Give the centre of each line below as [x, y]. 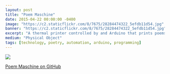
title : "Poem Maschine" [30, 15]
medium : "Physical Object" [34, 38]
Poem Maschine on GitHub [33, 66]
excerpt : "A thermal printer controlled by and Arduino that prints [79, 33]
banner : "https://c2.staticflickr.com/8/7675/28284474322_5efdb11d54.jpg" [86, 29]
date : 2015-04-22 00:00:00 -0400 [40, 19]
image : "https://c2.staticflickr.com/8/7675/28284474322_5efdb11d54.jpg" [85, 24]
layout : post [19, 10]
